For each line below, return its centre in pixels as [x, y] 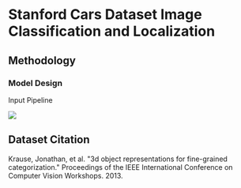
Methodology [42, 60]
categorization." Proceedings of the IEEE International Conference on [120, 167]
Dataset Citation [49, 140]
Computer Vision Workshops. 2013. [66, 175]
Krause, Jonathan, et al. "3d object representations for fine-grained [118, 159]
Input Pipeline [30, 100]
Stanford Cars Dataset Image [105, 15]
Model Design [36, 83]
